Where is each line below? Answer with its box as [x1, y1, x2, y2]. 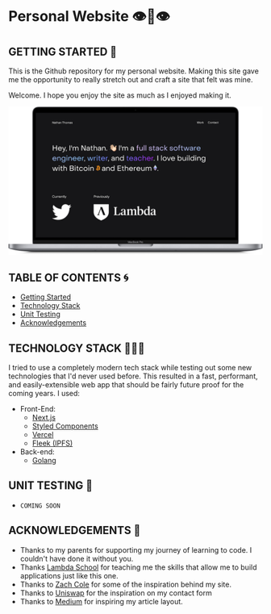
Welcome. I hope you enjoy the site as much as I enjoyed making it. [8, 90, 231, 100]
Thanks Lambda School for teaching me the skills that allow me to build [19, 562, 257, 572]
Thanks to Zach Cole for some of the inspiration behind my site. [19, 579, 232, 589]
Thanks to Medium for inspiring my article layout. [19, 596, 183, 606]
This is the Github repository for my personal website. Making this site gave [8, 66, 260, 76]
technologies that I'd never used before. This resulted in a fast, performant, [8, 371, 258, 381]
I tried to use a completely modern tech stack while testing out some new [8, 362, 252, 372]
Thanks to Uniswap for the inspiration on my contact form [19, 587, 212, 598]
